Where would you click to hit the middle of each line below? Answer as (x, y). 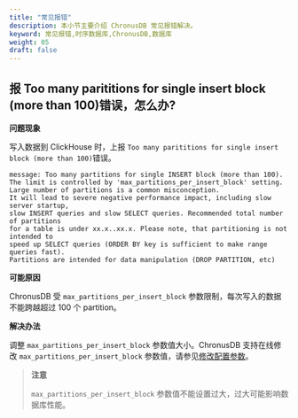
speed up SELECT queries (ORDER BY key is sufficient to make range (138, 244)
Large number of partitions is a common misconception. (114, 190)
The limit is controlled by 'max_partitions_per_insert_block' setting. (146, 182)
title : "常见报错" (41, 17)
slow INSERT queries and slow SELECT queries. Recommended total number (146, 213)
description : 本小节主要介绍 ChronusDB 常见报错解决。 (103, 26)
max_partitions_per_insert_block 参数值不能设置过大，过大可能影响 (156, 393)
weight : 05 (29, 42)
